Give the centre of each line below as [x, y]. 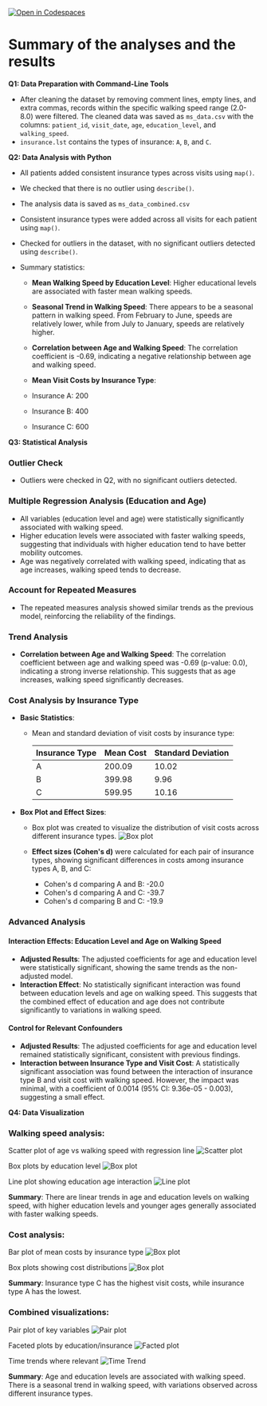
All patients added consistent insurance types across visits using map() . [137, 173]
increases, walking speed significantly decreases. [102, 680]
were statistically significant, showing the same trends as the [120, 967]
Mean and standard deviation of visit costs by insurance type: [133, 733]
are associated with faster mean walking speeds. [112, 291]
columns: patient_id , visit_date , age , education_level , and [118, 125]
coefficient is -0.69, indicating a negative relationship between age [141, 356]
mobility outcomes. [51, 553]
